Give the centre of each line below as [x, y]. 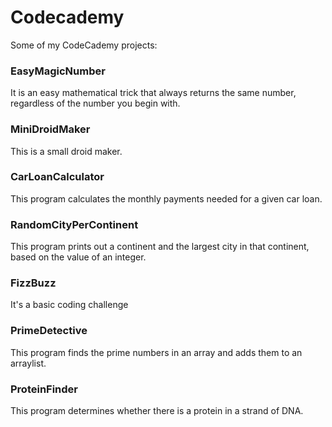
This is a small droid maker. [66, 151]
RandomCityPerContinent [74, 224]
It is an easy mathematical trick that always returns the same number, [153, 93]
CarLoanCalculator [57, 177]
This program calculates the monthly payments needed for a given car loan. [166, 198]
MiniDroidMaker [50, 129]
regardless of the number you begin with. [95, 103]
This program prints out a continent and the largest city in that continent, [160, 247]
